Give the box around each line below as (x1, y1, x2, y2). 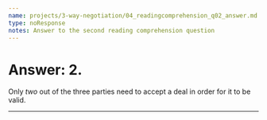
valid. (8, 95, 26, 105)
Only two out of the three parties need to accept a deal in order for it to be (8, 87, 251, 96)
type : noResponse (8, 19, 66, 27)
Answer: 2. (8, 60, 83, 79)
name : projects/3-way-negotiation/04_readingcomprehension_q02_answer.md (8, 11, 258, 20)
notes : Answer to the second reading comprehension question (8, 26, 215, 34)
